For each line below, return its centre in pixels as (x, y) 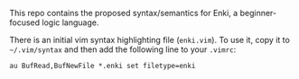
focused (25, 22)
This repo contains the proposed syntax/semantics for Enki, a (124, 13)
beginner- (258, 13)
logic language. (70, 22)
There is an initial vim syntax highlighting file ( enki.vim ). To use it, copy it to (150, 40)
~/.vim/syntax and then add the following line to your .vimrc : (123, 49)
